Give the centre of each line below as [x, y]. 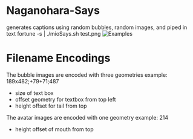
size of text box [34, 93]
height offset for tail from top [51, 106]
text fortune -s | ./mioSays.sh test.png [54, 33]
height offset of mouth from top [54, 129]
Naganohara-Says [53, 11]
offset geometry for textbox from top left [65, 99]
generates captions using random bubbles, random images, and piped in [97, 27]
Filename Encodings [58, 58]
